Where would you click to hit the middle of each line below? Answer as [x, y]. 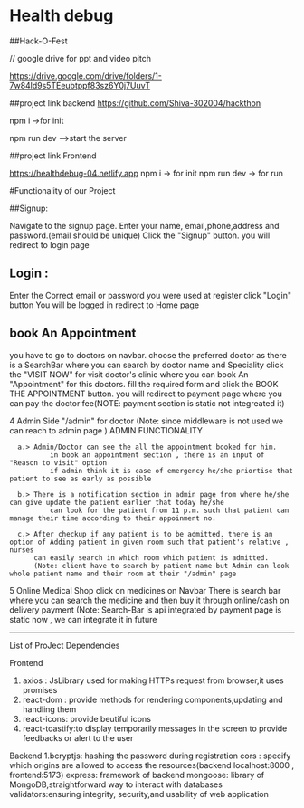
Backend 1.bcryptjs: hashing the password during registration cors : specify [150, 756]
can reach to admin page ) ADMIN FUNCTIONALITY [106, 430]
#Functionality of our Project [62, 190]
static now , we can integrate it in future [83, 619]
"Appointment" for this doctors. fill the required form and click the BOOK [144, 384]
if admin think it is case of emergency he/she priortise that [171, 471]
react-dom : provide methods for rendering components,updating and [152, 699]
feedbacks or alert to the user [78, 737]
